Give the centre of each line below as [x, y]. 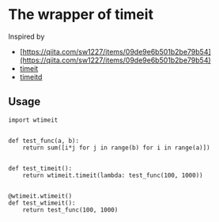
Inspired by [26, 36]
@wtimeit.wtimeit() [40, 196]
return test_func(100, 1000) [70, 210]
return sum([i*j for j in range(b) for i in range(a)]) [117, 148]
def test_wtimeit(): [42, 203]
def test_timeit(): [40, 168]
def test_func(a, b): [44, 141]
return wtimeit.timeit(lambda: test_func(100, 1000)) [113, 175]
